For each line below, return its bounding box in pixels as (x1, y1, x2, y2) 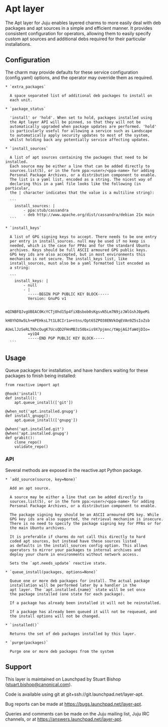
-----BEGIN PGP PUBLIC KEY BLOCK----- (27, 291, 109, 296)
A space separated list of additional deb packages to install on (10, 93, 152, 98)
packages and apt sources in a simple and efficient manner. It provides (5, 25, 153, 31)
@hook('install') (5, 391, 42, 396)
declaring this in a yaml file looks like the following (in (10, 181, 141, 187)
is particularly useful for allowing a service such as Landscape (10, 128, 152, 134)
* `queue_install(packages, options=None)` (5, 569, 98, 575)
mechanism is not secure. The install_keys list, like (10, 256, 128, 261)
